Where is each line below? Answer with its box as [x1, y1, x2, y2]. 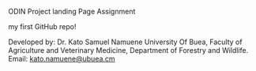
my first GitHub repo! [8, 22, 77, 31]
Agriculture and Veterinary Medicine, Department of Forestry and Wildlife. [8, 46, 249, 54]
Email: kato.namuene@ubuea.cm [8, 54, 116, 63]
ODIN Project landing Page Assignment [8, 7, 136, 16]
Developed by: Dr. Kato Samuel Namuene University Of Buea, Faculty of [8, 37, 243, 47]
